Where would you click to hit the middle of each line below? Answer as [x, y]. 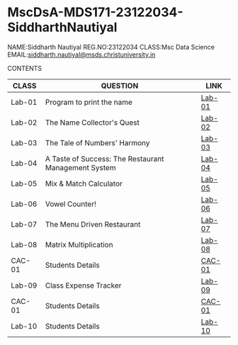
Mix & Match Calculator [84, 183]
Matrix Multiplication [79, 244]
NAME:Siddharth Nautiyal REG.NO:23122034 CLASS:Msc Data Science [111, 47]
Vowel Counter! [71, 204]
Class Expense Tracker [83, 285]
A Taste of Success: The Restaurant [104, 159]
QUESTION [120, 86]
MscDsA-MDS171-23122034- [95, 12]
